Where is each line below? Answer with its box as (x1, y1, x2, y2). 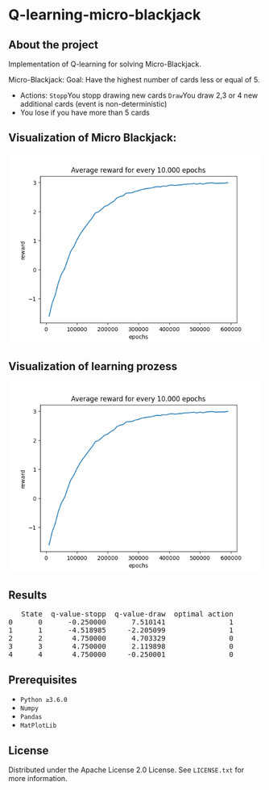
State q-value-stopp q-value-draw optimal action (21, 610, 234, 619)
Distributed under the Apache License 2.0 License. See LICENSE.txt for (8, 765, 245, 775)
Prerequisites (8, 673, 77, 687)
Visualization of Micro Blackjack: (8, 131, 177, 145)
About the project (8, 38, 99, 52)
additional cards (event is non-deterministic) (19, 99, 168, 108)
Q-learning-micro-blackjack (8, 6, 201, 24)
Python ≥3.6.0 (19, 696, 68, 704)
